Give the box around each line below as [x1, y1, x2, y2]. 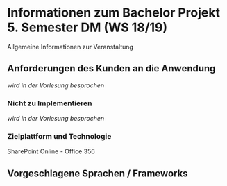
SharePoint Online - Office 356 [7, 147, 95, 155]
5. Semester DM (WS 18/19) [7, 19, 168, 35]
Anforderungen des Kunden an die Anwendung [7, 62, 216, 74]
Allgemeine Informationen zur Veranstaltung [7, 42, 134, 51]
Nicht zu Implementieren [7, 99, 92, 108]
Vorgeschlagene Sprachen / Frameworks [7, 167, 189, 179]
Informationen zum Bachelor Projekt [7, 5, 221, 21]
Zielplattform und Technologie [7, 131, 112, 141]
